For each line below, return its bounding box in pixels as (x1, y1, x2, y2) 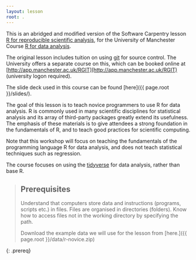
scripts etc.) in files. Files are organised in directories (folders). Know (20, 206, 187, 213)
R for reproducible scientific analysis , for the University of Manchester (6, 36, 176, 43)
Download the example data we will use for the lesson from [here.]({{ (20, 230, 187, 237)
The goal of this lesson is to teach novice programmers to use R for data (6, 101, 180, 108)
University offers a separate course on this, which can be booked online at (6, 60, 186, 67)
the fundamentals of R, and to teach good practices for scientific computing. (6, 126, 191, 133)
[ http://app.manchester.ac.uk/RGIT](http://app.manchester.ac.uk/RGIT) (6, 66, 177, 73)
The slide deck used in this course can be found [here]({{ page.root (6, 84, 170, 91)
